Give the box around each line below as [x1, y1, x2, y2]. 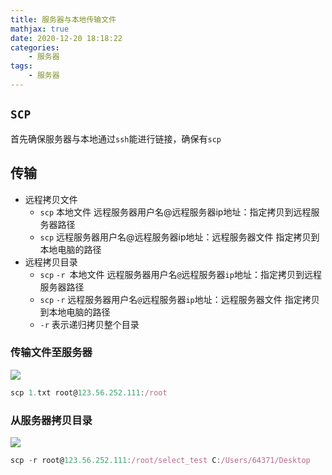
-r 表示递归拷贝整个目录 [39, 318, 140, 330]
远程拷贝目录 [24, 256, 78, 268]
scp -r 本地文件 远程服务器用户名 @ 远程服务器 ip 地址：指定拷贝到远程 [39, 268, 322, 280]
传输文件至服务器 [10, 346, 93, 360]
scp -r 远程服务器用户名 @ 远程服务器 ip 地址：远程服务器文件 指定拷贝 [39, 293, 320, 305]
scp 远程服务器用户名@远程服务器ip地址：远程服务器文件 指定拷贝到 [39, 231, 320, 243]
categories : [10, 42, 60, 53]
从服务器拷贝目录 [10, 413, 93, 427]
